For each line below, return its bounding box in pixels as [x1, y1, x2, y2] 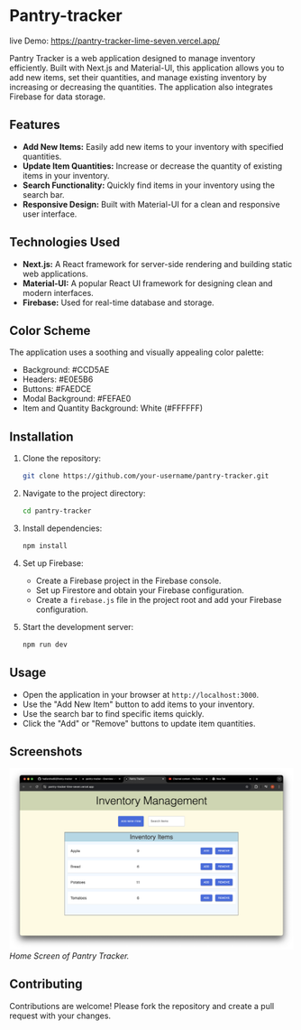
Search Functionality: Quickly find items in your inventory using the [22, 180, 275, 190]
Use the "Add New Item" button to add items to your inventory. [22, 699, 255, 710]
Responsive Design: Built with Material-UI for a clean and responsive [22, 199, 281, 209]
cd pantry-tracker [22, 506, 92, 515]
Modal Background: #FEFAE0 [22, 394, 132, 404]
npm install [22, 541, 68, 551]
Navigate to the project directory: [22, 488, 146, 499]
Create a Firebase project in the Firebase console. [35, 575, 222, 586]
